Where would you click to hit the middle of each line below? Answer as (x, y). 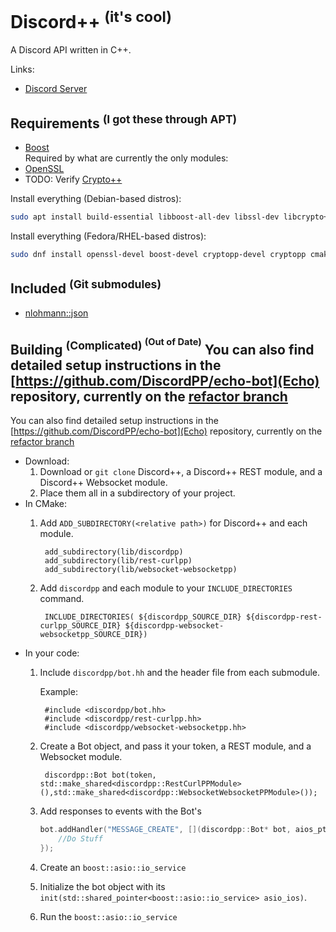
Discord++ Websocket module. (103, 483)
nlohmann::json (56, 313)
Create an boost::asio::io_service (113, 867)
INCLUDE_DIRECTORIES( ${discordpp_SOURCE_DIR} (143, 617)
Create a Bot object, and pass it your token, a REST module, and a (175, 746)
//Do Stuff (80, 839)
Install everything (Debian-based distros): (96, 199)
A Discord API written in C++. (71, 50)
